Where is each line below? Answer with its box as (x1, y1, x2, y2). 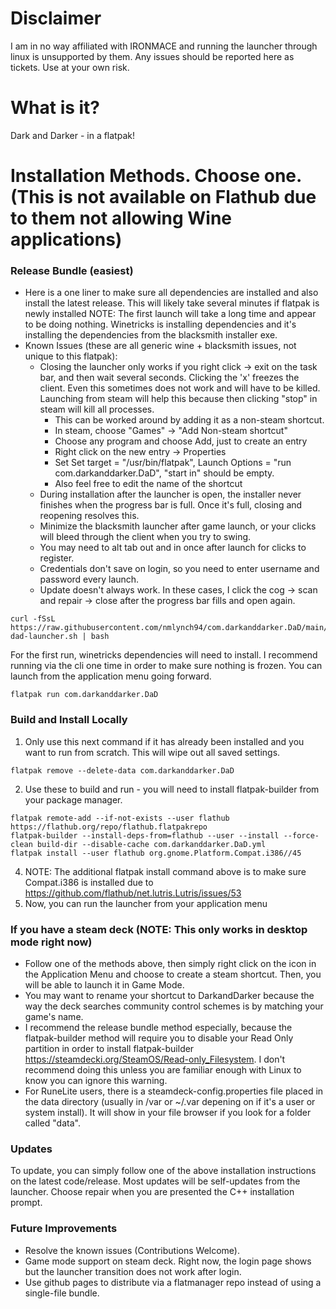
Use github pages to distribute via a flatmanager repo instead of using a (24, 1276, 322, 1288)
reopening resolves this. (39, 510, 140, 522)
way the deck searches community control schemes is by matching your (24, 1000, 324, 1012)
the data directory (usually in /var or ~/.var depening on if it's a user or (24, 1095, 316, 1107)
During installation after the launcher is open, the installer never (39, 488, 302, 501)
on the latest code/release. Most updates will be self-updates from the (10, 1175, 301, 1187)
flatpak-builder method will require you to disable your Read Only (24, 1032, 294, 1044)
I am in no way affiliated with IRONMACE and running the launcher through (10, 40, 318, 52)
